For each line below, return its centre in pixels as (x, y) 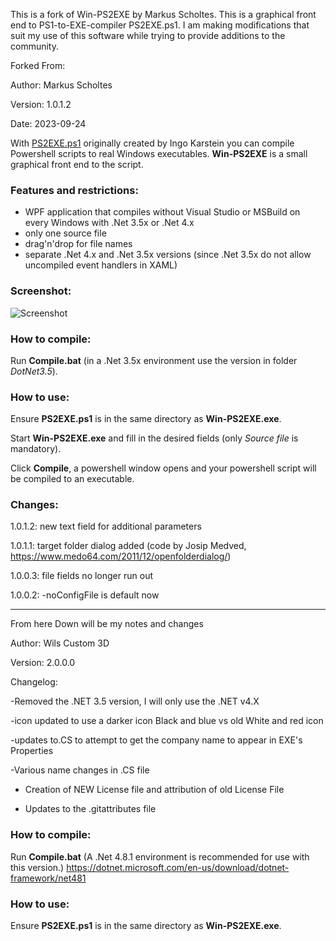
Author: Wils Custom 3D (60, 643)
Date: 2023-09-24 (48, 123)
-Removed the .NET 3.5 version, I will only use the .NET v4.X (135, 701)
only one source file (65, 233)
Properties (32, 751)
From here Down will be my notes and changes (107, 624)
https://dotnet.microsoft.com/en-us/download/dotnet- (178, 867)
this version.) (37, 867)
